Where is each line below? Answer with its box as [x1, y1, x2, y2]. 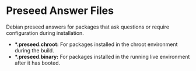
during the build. [14, 47, 54, 54]
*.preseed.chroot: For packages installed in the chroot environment [14, 41, 178, 48]
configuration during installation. [6, 29, 85, 36]
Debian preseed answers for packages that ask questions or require [6, 23, 170, 30]
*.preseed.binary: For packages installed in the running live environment [14, 53, 190, 60]
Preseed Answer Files [6, 4, 114, 17]
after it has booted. [14, 59, 61, 66]
